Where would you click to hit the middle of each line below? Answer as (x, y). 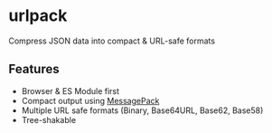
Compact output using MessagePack (90, 100)
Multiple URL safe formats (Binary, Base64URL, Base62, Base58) (142, 110)
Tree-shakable (49, 119)
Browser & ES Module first (70, 90)
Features (34, 69)
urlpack (38, 16)
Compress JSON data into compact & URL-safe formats (112, 41)
